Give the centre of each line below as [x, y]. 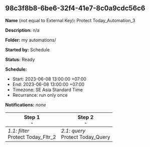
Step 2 [86, 117]
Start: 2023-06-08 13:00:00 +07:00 [49, 79]
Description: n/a [22, 30]
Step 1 [32, 117]
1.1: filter [18, 130]
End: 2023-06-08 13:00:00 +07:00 [48, 84]
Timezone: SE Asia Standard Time [47, 90]
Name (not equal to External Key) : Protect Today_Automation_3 [70, 20]
